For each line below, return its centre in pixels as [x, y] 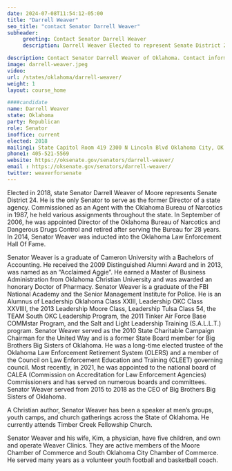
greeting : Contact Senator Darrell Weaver [85, 39]
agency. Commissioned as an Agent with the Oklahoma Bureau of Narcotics [115, 207]
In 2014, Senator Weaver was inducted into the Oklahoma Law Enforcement [115, 237]
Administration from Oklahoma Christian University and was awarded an [110, 279]
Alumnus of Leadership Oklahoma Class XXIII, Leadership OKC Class [105, 301]
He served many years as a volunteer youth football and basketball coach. [113, 460]
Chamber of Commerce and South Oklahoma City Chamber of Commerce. [113, 452]
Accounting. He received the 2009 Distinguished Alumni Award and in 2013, [115, 264]
